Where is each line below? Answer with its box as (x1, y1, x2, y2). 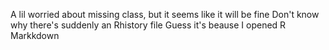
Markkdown (10, 30, 60, 41)
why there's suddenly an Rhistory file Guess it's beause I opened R (10, 19, 287, 31)
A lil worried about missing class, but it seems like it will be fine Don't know (10, 9, 320, 20)
